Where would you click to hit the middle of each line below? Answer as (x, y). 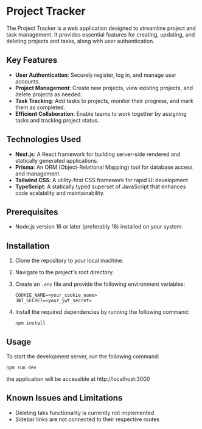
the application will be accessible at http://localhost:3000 (78, 379)
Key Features (32, 60)
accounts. (28, 81)
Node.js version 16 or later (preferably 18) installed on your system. (99, 227)
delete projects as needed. (49, 94)
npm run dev (21, 367)
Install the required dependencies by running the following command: (102, 312)
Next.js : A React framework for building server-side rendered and (98, 154)
